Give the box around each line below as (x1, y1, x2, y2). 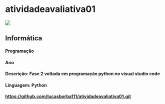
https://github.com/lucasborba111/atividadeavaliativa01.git (5, 94, 131, 100)
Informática (5, 34, 42, 43)
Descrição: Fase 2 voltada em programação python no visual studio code (5, 71, 160, 77)
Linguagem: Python (5, 82, 47, 88)
